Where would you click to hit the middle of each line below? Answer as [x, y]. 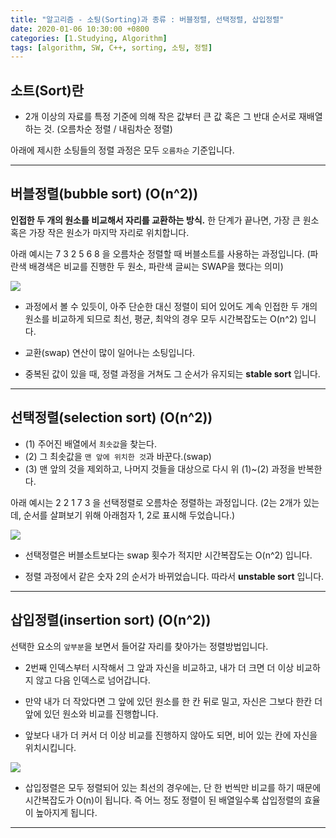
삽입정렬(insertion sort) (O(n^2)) [111, 620]
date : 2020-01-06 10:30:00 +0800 [80, 29]
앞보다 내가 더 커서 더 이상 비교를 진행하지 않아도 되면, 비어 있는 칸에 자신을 [171, 735]
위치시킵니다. [50, 747]
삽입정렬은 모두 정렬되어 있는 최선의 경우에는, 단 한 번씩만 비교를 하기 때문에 [173, 787]
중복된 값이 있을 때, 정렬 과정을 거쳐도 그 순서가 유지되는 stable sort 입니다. [172, 373]
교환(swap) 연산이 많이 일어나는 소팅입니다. [110, 352]
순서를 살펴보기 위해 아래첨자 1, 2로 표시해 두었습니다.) [129, 515]
